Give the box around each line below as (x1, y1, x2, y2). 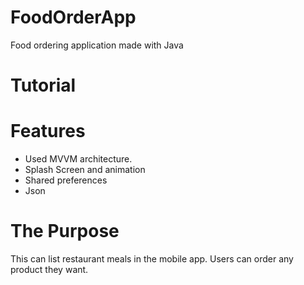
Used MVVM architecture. (24, 153, 133, 165)
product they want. (10, 264, 89, 275)
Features (10, 120, 86, 143)
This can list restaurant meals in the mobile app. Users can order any (10, 253, 294, 265)
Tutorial (10, 74, 77, 97)
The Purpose (10, 220, 120, 243)
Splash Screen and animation (24, 164, 146, 176)
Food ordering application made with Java (10, 39, 184, 51)
